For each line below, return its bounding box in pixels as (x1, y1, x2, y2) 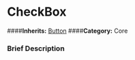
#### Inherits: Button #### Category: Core (7, 27, 128, 35)
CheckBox (7, 4, 67, 20)
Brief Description (7, 44, 65, 53)
